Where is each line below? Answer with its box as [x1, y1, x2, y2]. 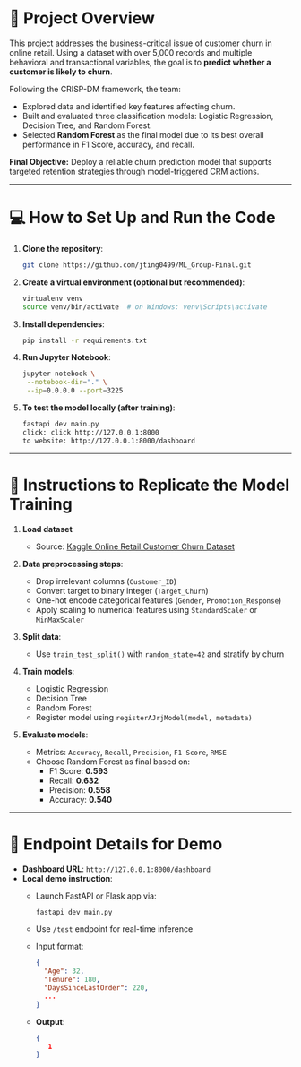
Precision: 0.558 [48, 784, 111, 796]
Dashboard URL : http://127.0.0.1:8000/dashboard [21, 864, 211, 874]
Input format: [35, 941, 84, 952]
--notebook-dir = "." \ [26, 378, 107, 387]
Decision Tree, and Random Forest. [21, 120, 152, 131]
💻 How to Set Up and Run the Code [9, 208, 276, 228]
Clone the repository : [21, 243, 104, 254]
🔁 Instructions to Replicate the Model [9, 475, 290, 495]
